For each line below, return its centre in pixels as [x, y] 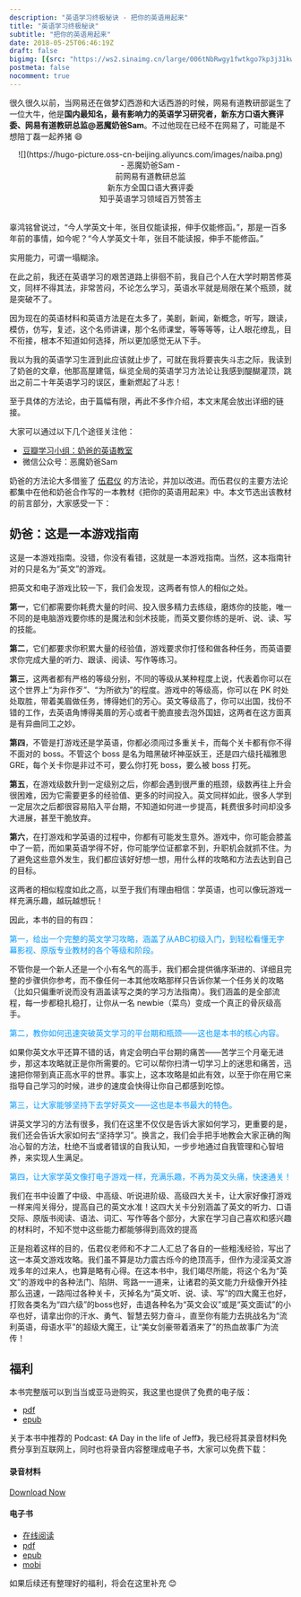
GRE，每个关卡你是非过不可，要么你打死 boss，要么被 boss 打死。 [133, 764]
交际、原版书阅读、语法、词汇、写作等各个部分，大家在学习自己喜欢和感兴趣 [150, 1217]
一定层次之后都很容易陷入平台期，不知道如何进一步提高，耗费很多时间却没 [146, 806]
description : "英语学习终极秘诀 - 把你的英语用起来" [99, 17]
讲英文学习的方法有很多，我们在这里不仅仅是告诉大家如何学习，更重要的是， [150, 1123]
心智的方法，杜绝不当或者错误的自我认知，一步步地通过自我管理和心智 [146, 1146]
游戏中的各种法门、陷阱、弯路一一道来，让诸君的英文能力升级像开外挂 [158, 1282]
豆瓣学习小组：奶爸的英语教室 [77, 450]
